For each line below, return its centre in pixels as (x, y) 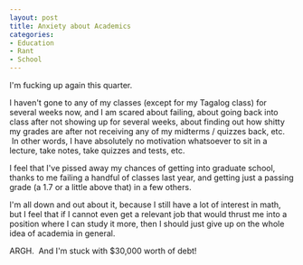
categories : (32, 34)
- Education (32, 43)
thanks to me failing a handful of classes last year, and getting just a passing (151, 178)
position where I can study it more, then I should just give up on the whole (147, 224)
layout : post (34, 18)
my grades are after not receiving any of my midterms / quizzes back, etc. (147, 131)
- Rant (22, 51)
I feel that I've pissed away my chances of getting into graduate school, (142, 168)
